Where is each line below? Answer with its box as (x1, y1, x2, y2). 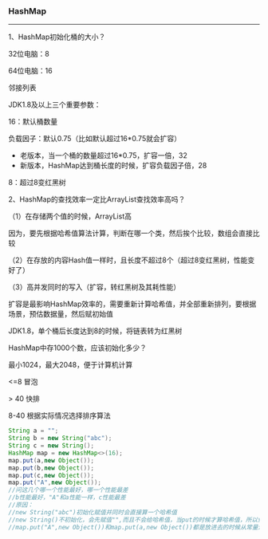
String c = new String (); (8, 442, 94, 450)
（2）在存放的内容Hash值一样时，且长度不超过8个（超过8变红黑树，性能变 (8, 255, 255, 265)
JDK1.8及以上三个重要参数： (8, 100, 101, 109)
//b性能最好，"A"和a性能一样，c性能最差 (8, 494, 126, 502)
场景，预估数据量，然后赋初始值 (8, 309, 113, 319)
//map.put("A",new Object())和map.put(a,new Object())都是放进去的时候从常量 (8, 523, 258, 531)
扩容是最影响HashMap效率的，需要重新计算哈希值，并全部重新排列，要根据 (8, 299, 257, 309)
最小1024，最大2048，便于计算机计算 (8, 360, 133, 370)
